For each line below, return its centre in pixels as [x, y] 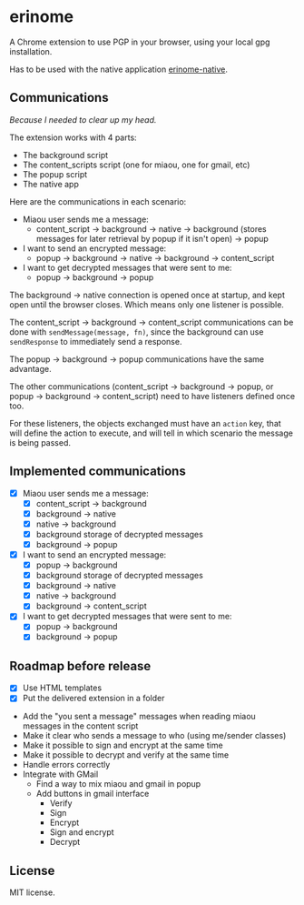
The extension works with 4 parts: [74, 137]
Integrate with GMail [60, 774]
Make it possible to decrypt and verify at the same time [126, 755]
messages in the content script [80, 726]
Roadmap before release [80, 666]
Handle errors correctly [66, 765]
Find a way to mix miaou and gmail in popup [118, 784]
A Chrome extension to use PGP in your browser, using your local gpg [140, 42]
